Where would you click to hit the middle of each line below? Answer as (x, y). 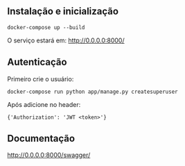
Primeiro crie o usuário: (41, 78)
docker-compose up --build (46, 27)
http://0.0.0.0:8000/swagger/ (49, 155)
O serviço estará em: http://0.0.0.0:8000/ (66, 40)
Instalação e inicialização (63, 11)
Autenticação (37, 62)
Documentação (41, 139)
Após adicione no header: (44, 104)
